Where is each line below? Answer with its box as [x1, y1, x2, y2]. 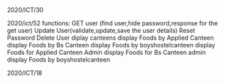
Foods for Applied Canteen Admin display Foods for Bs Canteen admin [7, 48, 207, 56]
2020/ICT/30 [7, 6, 44, 14]
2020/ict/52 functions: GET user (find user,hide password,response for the [7, 19, 218, 27]
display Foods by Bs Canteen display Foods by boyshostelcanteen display [7, 41, 215, 49]
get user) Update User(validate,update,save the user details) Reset [7, 27, 196, 34]
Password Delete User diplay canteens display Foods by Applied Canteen [7, 34, 214, 42]
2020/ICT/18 [7, 69, 42, 77]
